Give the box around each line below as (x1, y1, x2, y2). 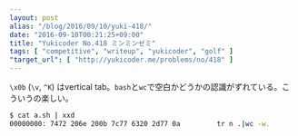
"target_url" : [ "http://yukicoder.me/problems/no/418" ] (9, 55, 233, 64)
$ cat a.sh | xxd (9, 111, 75, 120)
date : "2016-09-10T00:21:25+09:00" (9, 30, 144, 39)
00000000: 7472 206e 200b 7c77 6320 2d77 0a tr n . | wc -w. (9, 119, 271, 128)
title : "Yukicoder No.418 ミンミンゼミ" (9, 38, 156, 48)
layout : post (9, 13, 59, 23)
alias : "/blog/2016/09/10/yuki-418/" (9, 22, 153, 31)
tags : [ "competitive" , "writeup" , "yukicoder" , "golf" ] (9, 47, 233, 56)
